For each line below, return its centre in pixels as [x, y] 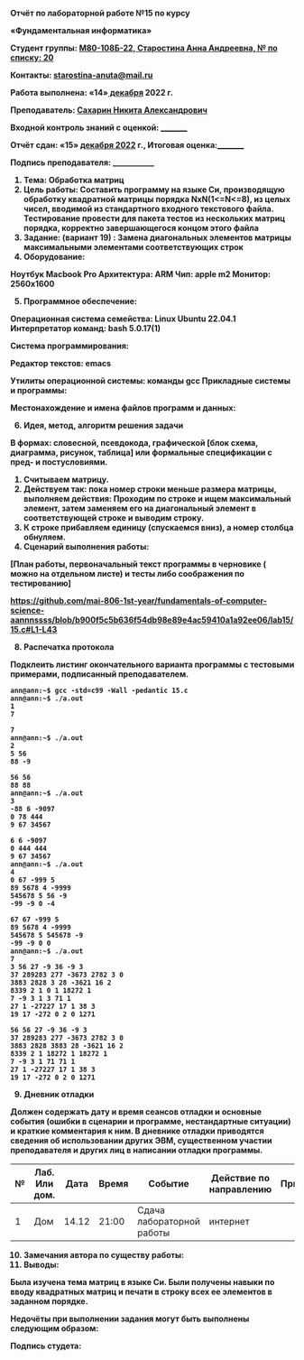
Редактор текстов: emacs [61, 363]
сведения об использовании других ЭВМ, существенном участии [141, 1140]
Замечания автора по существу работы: [103, 1255]
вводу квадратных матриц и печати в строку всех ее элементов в [142, 1291]
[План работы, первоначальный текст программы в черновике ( [138, 564]
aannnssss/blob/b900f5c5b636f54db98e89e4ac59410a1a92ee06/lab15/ [152, 620]
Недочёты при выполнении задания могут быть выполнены [130, 1318]
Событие [169, 1184]
